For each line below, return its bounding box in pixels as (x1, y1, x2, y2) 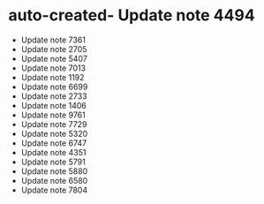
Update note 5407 (20, 53, 87, 64)
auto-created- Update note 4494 (8, 5, 255, 26)
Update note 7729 (20, 118, 87, 129)
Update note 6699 (20, 81, 88, 92)
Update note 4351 (20, 147, 87, 157)
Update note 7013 (20, 63, 86, 73)
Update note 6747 (20, 138, 87, 148)
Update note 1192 (20, 72, 85, 82)
